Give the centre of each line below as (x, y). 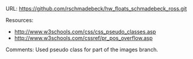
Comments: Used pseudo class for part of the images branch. (82, 49)
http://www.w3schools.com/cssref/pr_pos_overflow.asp (83, 38)
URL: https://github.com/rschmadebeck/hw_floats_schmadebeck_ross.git (96, 9)
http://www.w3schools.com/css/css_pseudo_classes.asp (85, 32)
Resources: (19, 20)
